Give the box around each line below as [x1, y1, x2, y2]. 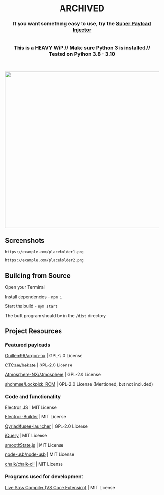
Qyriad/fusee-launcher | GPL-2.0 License [5, 423, 88, 429]
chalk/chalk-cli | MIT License [5, 461, 63, 467]
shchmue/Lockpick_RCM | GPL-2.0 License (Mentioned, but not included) [5, 381, 153, 387]
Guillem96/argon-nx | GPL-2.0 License [5, 352, 83, 358]
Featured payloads [5, 342, 51, 348]
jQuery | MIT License [5, 433, 47, 439]
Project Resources [5, 327, 62, 335]
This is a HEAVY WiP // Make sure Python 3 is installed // [14, 44, 150, 51]
